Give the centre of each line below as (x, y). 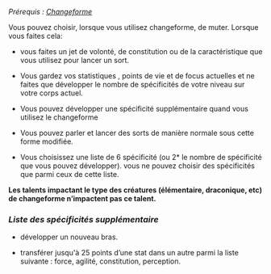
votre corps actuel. (51, 93)
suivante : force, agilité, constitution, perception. (100, 261)
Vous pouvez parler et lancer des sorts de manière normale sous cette (137, 133)
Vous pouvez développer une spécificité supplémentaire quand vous (134, 109)
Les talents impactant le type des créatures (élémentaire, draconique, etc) (135, 190)
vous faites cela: (35, 36)
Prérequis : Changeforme (50, 12)
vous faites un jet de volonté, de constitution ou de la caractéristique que (141, 51)
